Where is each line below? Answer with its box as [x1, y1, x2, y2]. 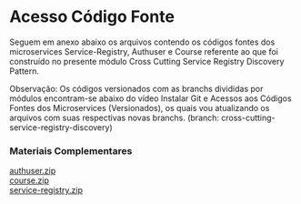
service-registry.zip [9, 185, 84, 196]
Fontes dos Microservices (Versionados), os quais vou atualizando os [9, 102, 270, 113]
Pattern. [9, 66, 39, 76]
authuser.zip [9, 166, 56, 177]
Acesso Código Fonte [9, 6, 176, 27]
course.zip [9, 175, 50, 186]
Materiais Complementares [9, 144, 133, 157]
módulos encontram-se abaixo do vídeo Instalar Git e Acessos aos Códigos [9, 93, 293, 104]
